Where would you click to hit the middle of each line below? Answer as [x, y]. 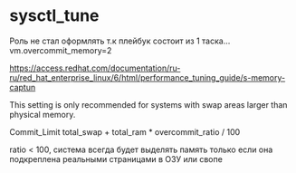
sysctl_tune [54, 16]
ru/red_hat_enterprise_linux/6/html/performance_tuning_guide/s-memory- [148, 77]
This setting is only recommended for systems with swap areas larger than [148, 104]
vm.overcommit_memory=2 [61, 50]
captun [23, 87]
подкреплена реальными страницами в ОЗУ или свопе [116, 159]
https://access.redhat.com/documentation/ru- [95, 68]
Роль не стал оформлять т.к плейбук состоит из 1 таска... [120, 41]
